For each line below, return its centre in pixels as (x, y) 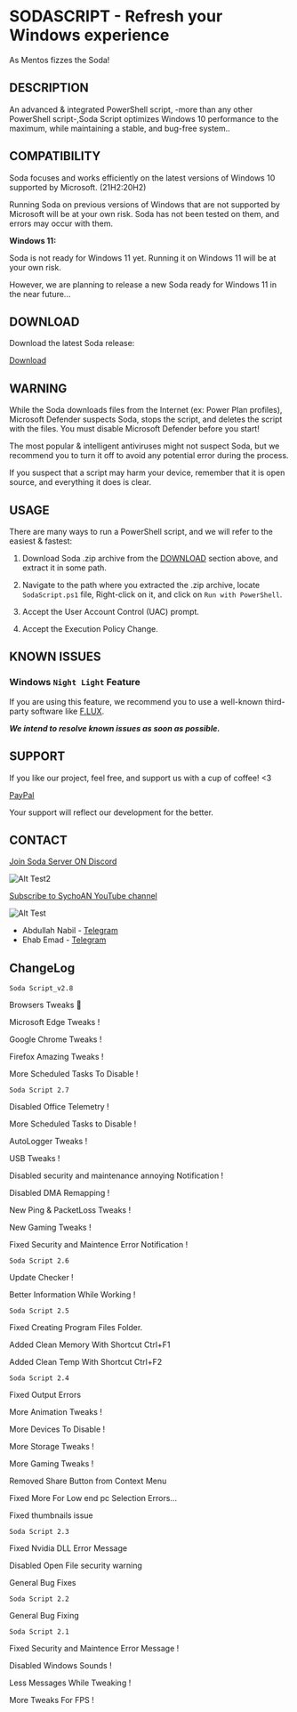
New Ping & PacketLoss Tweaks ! (70, 1210)
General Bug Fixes (43, 1583)
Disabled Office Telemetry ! (59, 1107)
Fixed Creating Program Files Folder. (76, 1328)
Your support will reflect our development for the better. (111, 812)
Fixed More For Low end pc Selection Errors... (93, 1498)
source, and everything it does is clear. (80, 482)
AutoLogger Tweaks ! (48, 1142)
